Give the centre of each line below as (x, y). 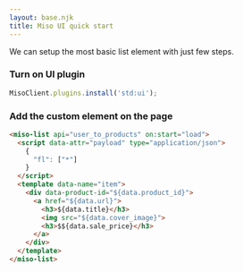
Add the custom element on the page (91, 115)
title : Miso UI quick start (62, 26)
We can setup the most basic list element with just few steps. (122, 51)
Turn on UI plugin (47, 74)
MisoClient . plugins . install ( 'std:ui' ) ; (84, 93)
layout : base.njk (42, 17)
